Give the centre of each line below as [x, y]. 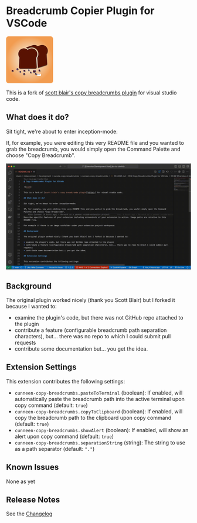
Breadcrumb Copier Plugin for [80, 11]
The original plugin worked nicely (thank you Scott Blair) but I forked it [91, 300]
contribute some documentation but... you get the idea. [81, 349]
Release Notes [33, 500]
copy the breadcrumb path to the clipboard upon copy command [93, 417]
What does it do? [38, 118]
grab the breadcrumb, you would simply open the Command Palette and [93, 149]
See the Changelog [29, 514]
